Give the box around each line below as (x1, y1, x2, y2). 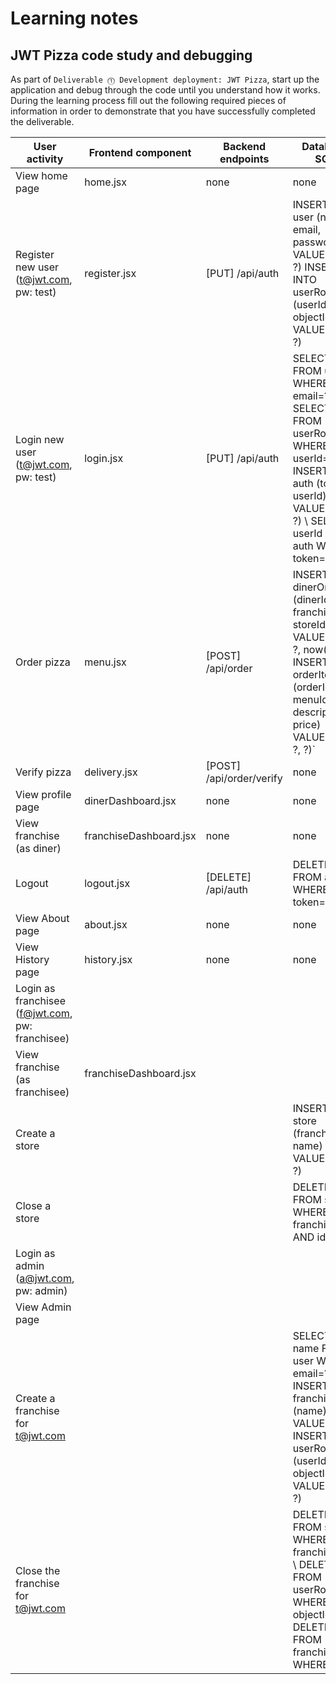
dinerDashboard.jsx (84, 794, 177, 807)
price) (292, 718, 322, 731)
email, (292, 223, 322, 236)
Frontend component (88, 146, 192, 159)
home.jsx (84, 175, 127, 189)
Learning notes (10, 7, 139, 30)
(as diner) (15, 842, 62, 855)
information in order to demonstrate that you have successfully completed (10, 105, 316, 117)
